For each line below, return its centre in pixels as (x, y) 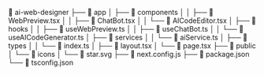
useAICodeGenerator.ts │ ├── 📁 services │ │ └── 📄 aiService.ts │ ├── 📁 (128, 37)
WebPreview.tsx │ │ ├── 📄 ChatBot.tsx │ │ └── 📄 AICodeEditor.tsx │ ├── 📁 (132, 21)
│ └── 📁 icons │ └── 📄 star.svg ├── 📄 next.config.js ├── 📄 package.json (129, 54)
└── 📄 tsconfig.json (41, 62)
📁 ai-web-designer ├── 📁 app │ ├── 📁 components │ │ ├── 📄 (111, 12)
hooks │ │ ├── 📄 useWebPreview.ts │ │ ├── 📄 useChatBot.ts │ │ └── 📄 (126, 29)
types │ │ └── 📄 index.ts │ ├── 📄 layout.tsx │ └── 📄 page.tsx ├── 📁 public (132, 46)
